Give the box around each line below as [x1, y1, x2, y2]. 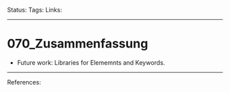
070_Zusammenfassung [7, 36, 149, 52]
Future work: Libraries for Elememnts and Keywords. [16, 58, 166, 67]
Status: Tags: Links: [7, 6, 63, 14]
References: [7, 78, 41, 86]
